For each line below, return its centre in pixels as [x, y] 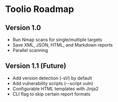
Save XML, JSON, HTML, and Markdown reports [63, 45]
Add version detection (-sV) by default [52, 78]
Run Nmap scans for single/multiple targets [57, 39]
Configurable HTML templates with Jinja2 [55, 88]
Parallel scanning [30, 50]
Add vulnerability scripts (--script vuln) [53, 83]
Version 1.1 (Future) [36, 66]
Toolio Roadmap [40, 9]
